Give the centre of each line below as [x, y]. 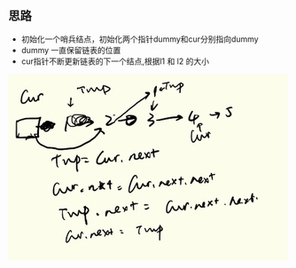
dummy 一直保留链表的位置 [71, 50]
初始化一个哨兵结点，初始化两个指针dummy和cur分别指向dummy [140, 39]
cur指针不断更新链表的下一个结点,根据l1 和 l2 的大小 [115, 61]
